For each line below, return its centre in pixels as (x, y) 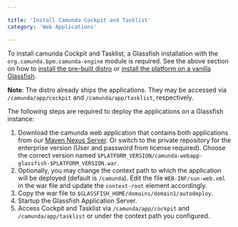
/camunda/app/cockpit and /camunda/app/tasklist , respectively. (100, 97)
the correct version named (57, 155)
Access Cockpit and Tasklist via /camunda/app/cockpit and (104, 208)
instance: (21, 119)
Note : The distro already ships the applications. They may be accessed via (117, 90)
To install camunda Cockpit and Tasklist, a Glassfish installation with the (113, 53)
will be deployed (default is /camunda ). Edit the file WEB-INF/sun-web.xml (121, 178)
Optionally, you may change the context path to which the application (119, 170)
